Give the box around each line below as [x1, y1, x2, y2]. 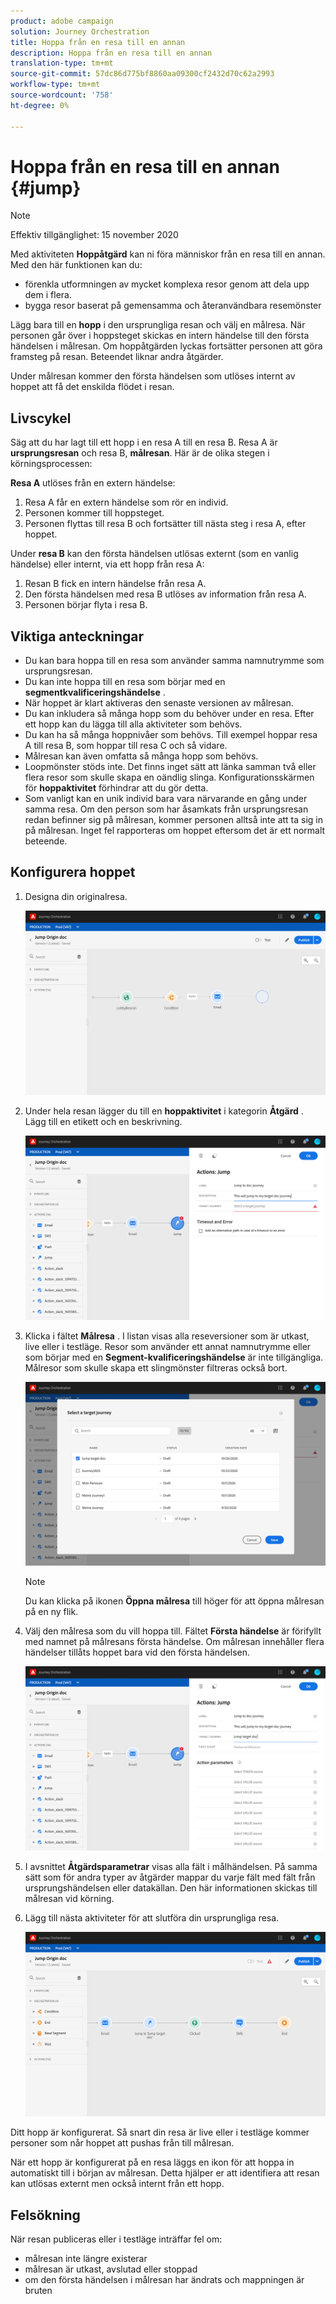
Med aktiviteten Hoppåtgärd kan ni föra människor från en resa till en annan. [10, 248, 326, 260]
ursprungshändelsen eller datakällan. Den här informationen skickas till [24, 1882, 318, 1894]
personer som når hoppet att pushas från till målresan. [10, 2137, 235, 2149]
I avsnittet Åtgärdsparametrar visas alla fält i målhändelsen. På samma [24, 1861, 318, 1873]
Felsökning [10, 2206, 81, 2224]
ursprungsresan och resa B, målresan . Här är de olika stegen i [10, 447, 270, 459]
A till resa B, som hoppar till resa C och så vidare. [24, 740, 228, 752]
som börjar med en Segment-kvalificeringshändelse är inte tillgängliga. [24, 1351, 324, 1363]
